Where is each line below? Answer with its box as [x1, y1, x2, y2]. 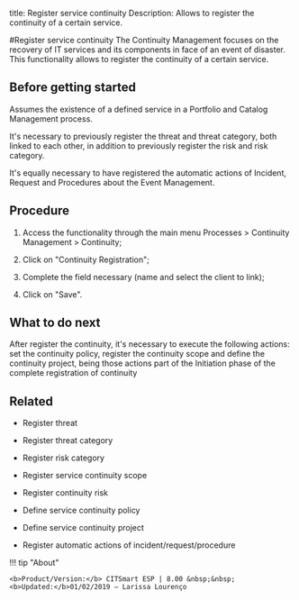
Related [9, 394, 54, 409]
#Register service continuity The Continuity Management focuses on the [9, 35, 279, 45]
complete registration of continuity [9, 368, 138, 378]
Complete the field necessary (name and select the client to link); [22, 271, 265, 282]
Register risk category [22, 452, 105, 463]
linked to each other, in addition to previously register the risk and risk [9, 140, 268, 151]
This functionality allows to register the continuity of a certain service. [9, 54, 269, 64]
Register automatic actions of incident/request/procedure [22, 540, 236, 550]
